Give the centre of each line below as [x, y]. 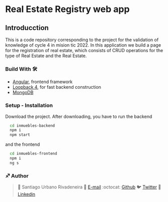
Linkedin [26, 194]
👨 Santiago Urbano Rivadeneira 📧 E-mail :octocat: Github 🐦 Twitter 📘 [89, 187]
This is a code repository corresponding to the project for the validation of [82, 40]
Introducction [27, 28]
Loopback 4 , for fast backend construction [57, 87]
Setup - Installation [29, 105]
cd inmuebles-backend [32, 126]
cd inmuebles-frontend [33, 154]
